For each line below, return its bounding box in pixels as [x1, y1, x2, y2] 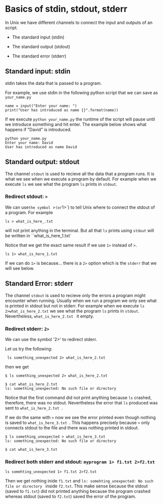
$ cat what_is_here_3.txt [5, 447, 57, 452]
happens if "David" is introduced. [5, 126, 72, 132]
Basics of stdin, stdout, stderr [5, 3, 127, 15]
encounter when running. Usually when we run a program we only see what [5, 298, 157, 303]
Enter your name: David [5, 140, 54, 145]
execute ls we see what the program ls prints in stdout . [5, 181, 118, 187]
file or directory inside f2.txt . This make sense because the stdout [5, 483, 148, 489]
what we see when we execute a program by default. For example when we [5, 176, 157, 181]
